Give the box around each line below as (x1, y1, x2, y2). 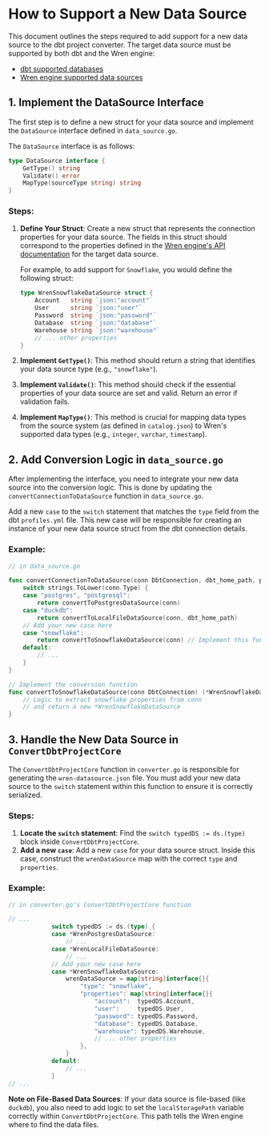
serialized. (8, 790, 42, 800)
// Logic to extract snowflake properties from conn (22, 695, 203, 703)
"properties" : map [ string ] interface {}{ (79, 990, 214, 998)
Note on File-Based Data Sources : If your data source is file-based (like (8, 1093, 246, 1104)
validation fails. (19, 397, 70, 406)
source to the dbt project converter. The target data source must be (8, 39, 231, 49)
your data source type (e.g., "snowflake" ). (19, 364, 159, 374)
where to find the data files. (8, 1119, 99, 1129)
